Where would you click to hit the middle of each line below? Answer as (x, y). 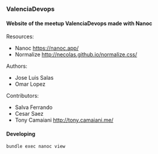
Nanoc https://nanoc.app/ (47, 48)
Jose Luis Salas (34, 78)
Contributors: (22, 96)
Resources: (20, 37)
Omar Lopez (30, 84)
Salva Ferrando (34, 107)
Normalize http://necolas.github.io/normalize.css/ (76, 55)
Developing (21, 134)
